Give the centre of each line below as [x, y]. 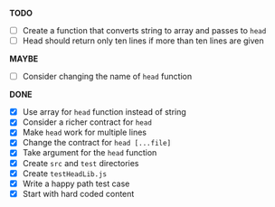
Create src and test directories [81, 163]
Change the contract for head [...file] [97, 143]
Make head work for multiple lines [85, 132]
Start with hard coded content [78, 193]
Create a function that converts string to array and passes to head [144, 30]
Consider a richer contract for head [87, 122]
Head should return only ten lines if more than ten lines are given [143, 41]
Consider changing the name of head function [107, 77]
